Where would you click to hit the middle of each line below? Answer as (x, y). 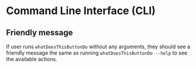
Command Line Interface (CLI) (81, 11)
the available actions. (32, 59)
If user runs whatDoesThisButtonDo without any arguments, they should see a (98, 46)
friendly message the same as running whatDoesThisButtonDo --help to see (97, 53)
